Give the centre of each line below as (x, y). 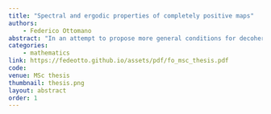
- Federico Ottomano (57, 31)
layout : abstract (38, 90)
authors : (23, 23)
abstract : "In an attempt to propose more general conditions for (122, 38)
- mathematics (46, 53)
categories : (28, 46)
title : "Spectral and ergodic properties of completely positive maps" (131, 16)
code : (17, 68)
